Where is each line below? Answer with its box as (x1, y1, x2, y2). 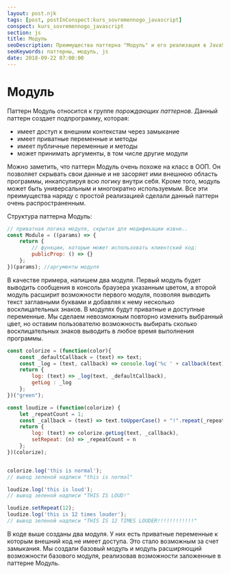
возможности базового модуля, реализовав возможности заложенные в (7, 551, 221, 560)
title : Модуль (7, 36, 48, 42)
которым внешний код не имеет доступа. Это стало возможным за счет (7, 537, 219, 545)
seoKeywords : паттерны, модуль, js (7, 49, 109, 55)
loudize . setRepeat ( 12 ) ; (7, 505, 75, 512)
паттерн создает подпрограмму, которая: (7, 114, 130, 122)
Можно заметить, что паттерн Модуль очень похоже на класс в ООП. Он (7, 162, 221, 171)
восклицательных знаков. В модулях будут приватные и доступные (7, 305, 205, 313)
